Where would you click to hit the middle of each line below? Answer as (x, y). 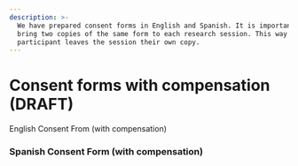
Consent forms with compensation (140, 86)
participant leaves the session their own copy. (109, 42)
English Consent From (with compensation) (88, 129)
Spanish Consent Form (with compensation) (106, 152)
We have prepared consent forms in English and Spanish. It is (136, 26)
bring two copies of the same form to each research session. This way (153, 34)
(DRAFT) (41, 105)
